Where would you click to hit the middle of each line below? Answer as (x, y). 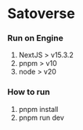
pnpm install (38, 109)
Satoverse (41, 14)
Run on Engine (35, 38)
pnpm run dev (41, 117)
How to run (29, 92)
